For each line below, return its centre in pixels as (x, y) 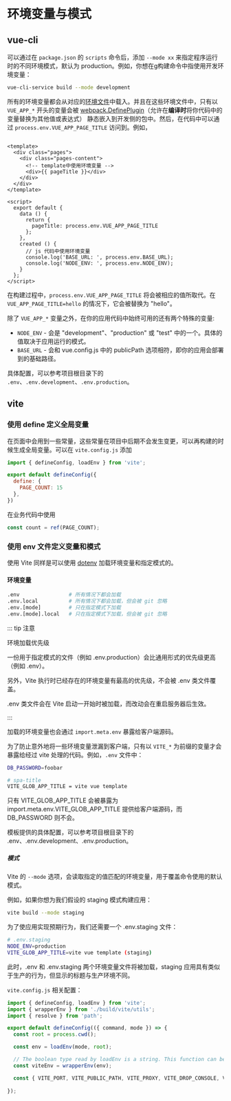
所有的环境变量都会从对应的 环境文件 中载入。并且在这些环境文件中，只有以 (112, 101)
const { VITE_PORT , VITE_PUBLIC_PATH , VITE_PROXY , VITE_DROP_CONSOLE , (117, 1078)
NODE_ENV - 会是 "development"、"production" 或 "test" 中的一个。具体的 (120, 333)
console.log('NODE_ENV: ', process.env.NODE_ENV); (99, 263)
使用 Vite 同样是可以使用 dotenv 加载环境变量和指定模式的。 (92, 563)
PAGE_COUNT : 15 (41, 488)
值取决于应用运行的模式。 (53, 341)
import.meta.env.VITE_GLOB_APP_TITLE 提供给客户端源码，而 (95, 809)
